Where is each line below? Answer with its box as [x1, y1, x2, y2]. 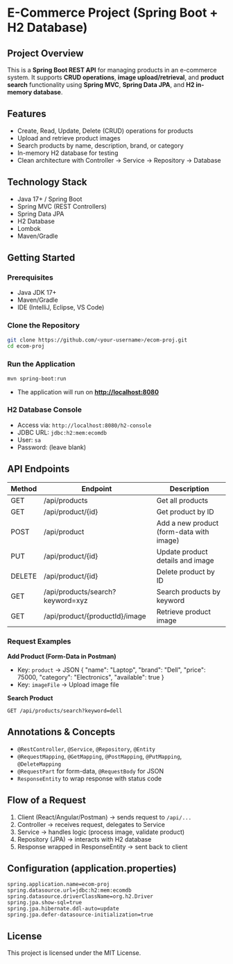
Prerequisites [7, 273, 53, 282]
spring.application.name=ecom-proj [7, 881, 110, 888]
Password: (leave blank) [17, 443, 87, 451]
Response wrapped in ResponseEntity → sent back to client [17, 842, 188, 851]
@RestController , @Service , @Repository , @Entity [17, 744, 156, 753]
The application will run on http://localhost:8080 [17, 387, 159, 396]
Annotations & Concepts [7, 726, 116, 738]
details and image [156, 555, 214, 565]
